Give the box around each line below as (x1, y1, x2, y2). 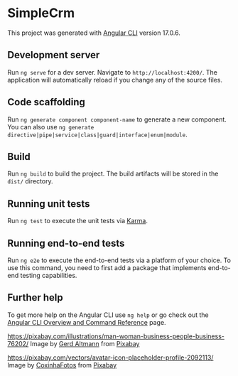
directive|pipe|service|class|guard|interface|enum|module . (7, 130, 188, 139)
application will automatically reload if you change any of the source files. (7, 75, 222, 84)
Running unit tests (7, 198, 90, 210)
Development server (7, 49, 100, 61)
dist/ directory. (7, 177, 53, 186)
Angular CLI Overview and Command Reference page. (7, 318, 166, 326)
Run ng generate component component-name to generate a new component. (7, 115, 227, 124)
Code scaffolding (7, 96, 85, 108)
